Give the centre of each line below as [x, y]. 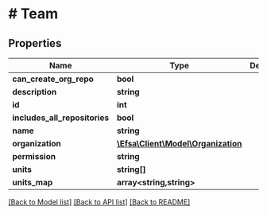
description [35, 92]
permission [34, 156]
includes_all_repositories [61, 118]
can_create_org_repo [53, 79]
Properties [35, 43]
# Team [33, 14]
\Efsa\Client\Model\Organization [179, 144]
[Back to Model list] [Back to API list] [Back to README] [99, 202]
